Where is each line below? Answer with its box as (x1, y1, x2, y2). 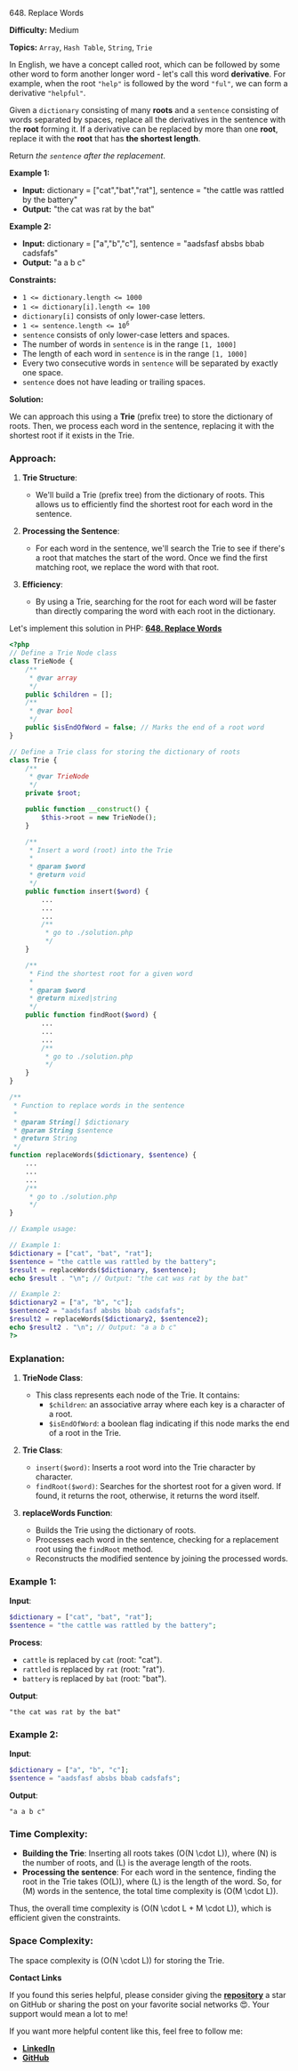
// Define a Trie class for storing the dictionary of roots (9, 747, 241, 756)
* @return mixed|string (28, 994, 117, 1003)
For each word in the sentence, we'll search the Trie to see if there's (35, 543, 286, 554)
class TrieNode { (9, 657, 74, 666)
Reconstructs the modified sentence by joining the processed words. (35, 1552, 289, 1564)
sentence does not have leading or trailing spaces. (21, 377, 206, 387)
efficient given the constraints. (9, 1913, 121, 1923)
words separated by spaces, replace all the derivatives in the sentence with (9, 115, 286, 125)
